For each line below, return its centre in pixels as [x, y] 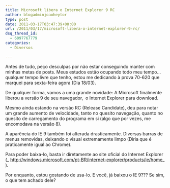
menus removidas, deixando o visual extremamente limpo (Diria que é [78, 139]
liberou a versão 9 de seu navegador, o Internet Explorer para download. [82, 98]
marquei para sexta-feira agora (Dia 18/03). [51, 83]
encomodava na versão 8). [33, 124]
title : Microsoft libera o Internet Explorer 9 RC [60, 10]
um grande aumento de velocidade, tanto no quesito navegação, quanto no [84, 113]
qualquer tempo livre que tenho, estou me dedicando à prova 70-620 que [82, 77]
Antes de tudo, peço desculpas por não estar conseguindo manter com [80, 66]
